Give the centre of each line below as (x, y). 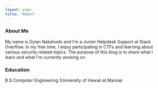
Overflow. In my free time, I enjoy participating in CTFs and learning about (79, 47)
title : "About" (20, 14)
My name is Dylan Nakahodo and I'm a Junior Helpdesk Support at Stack (78, 41)
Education (18, 70)
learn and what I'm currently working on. (46, 57)
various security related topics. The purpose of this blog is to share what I (79, 52)
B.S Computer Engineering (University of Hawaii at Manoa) (64, 80)
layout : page (18, 9)
